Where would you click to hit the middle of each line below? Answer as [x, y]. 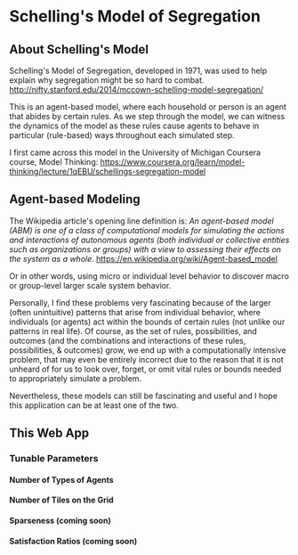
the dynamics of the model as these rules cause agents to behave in [134, 126]
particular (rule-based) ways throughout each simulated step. [122, 135]
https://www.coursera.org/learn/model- [173, 162]
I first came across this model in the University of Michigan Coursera [135, 152]
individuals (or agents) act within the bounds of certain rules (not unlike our [147, 322]
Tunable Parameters [54, 459]
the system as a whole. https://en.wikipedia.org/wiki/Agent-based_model [144, 258]
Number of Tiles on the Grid [61, 500]
